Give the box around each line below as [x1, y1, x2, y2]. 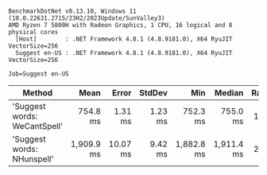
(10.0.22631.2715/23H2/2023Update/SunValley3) [8, 14, 165, 22]
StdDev [138, 87, 168, 98]
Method [22, 87, 53, 98]
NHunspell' [12, 154, 54, 164]
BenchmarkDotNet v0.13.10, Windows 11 [8, 7, 137, 15]
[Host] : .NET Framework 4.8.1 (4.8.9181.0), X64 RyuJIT [15, 35, 233, 43]
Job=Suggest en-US [8, 70, 69, 78]
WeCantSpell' [12, 121, 64, 131]
